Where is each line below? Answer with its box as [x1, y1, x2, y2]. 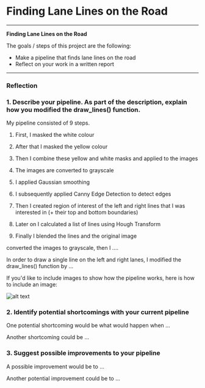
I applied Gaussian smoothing [15, 178, 90, 186]
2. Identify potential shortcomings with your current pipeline [6, 308, 189, 317]
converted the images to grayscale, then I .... [6, 244, 119, 252]
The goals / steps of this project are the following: [6, 42, 131, 49]
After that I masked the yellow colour [15, 143, 108, 150]
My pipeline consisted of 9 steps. [6, 119, 90, 126]
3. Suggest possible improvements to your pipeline [6, 349, 160, 357]
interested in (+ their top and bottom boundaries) [15, 209, 138, 216]
